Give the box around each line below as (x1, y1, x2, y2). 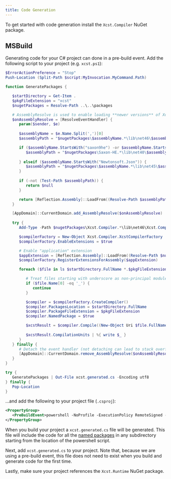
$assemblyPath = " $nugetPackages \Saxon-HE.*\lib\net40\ (25, 150, 147, 155)
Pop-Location (12, 384, 40, 389)
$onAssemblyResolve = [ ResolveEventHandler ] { (12, 117, 113, 122)
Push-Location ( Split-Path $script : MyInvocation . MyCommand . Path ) (5, 75, 147, 81)
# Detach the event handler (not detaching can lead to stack (18, 347, 154, 352)
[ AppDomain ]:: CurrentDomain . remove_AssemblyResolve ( (18, 351, 133, 357)
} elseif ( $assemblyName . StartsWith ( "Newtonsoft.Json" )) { (18, 159, 147, 165)
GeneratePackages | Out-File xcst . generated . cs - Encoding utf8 (12, 375, 149, 380)
